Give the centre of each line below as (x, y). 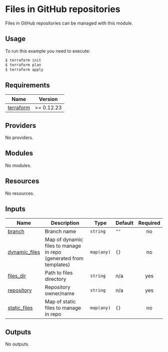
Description (65, 223)
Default (125, 223)
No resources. (20, 193)
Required (149, 223)
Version (48, 99)
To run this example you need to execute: (48, 51)
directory (55, 279)
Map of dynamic (64, 240)
